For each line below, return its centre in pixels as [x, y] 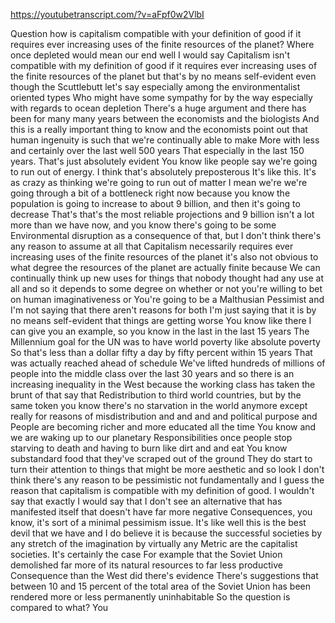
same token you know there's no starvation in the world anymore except [159, 405]
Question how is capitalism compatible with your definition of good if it [156, 33]
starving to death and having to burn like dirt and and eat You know [149, 448]
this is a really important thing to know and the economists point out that [159, 129]
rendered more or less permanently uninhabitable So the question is [150, 597]
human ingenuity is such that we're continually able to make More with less [165, 140]
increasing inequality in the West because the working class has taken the [163, 384]
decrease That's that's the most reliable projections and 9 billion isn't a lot [162, 214]
